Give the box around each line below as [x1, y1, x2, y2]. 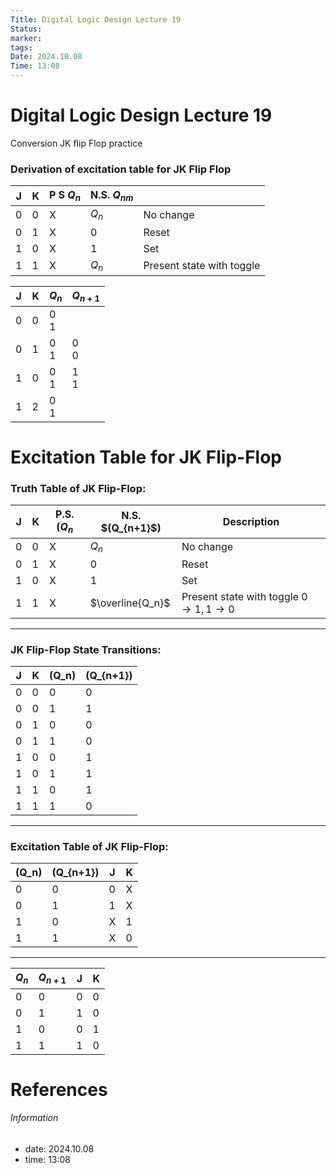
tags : [10, 42, 33, 53]
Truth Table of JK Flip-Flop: [10, 482, 147, 496]
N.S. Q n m [89, 188, 134, 204]
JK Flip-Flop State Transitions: [10, 642, 162, 656]
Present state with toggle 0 [181, 589, 308, 603]
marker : [10, 33, 43, 43]
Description [222, 515, 280, 529]
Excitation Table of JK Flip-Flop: [10, 840, 169, 854]
